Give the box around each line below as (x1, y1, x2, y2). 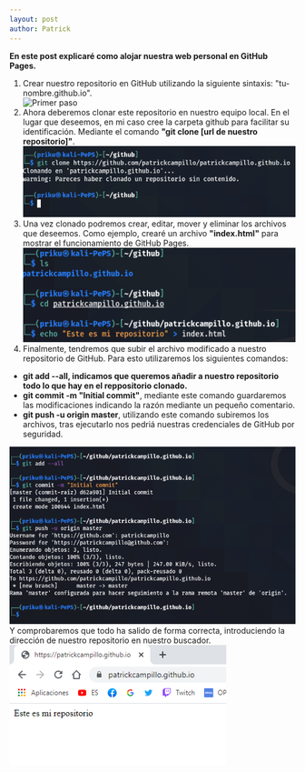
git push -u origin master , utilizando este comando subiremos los (22, 409, 270, 420)
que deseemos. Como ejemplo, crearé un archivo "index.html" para (22, 228, 279, 239)
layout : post (9, 15, 59, 24)
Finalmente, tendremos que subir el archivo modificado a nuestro (22, 343, 267, 354)
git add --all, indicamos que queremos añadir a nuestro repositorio (22, 370, 280, 381)
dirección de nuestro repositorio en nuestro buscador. (9, 635, 212, 646)
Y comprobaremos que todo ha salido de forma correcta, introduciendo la (9, 625, 286, 636)
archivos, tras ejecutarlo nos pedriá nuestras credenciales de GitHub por (22, 418, 295, 429)
